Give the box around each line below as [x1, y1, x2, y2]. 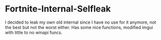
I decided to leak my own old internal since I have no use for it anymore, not [5, 19, 157, 25]
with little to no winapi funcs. [5, 29, 63, 35]
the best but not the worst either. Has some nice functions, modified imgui [5, 24, 153, 30]
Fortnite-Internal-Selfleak [5, 3, 111, 14]
